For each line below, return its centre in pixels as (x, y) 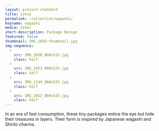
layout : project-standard (31, 9)
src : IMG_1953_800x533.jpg (41, 69)
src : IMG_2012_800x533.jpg (41, 95)
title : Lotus (18, 14)
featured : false (21, 37)
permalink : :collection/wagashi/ (39, 19)
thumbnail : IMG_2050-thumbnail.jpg (41, 41)
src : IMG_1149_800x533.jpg (41, 82)
